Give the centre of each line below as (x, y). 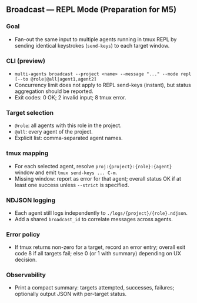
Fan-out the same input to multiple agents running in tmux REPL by (96, 39)
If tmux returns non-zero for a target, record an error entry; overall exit (100, 247)
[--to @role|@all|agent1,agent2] (56, 79)
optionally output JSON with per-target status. (71, 294)
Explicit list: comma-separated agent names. (69, 138)
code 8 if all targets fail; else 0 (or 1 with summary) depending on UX (98, 254)
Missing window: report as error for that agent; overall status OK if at (98, 178)
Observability (26, 275)
